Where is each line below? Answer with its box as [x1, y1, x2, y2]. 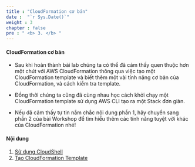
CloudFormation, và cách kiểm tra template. [14, 80, 121, 87]
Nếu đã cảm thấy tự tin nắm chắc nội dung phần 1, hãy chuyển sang [14, 109, 179, 116]
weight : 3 [6, 19, 33, 25]
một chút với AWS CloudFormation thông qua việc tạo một [14, 68, 156, 75]
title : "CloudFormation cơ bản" [6, 8, 88, 15]
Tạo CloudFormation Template [14, 154, 88, 161]
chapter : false [6, 25, 46, 31]
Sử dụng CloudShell [14, 148, 63, 155]
